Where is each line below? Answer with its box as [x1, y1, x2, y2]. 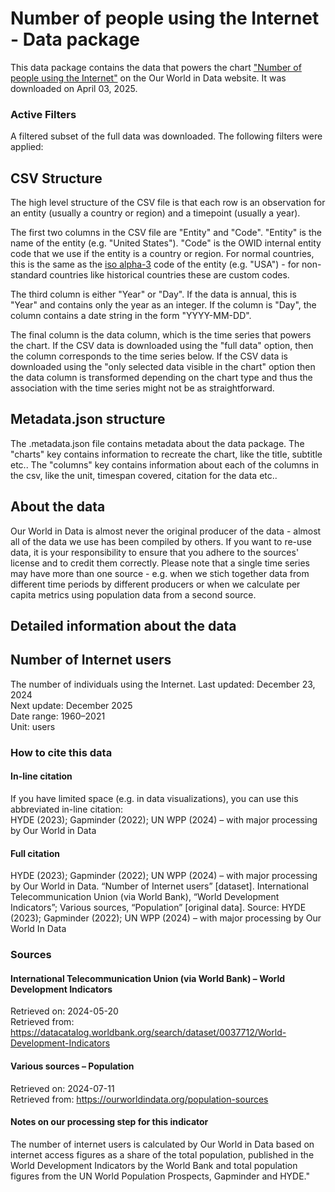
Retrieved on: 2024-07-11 [10, 1082, 115, 1094]
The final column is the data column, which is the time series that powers [10, 329, 312, 341]
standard [10, 269, 48, 281]
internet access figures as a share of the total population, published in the [10, 1148, 315, 1161]
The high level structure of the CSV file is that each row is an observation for [10, 197, 326, 209]
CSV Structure [10, 170, 103, 187]
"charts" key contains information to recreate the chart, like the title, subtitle [10, 448, 323, 460]
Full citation [10, 847, 60, 859]
